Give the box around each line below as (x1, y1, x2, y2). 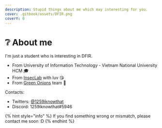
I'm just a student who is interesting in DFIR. (5, 53, 93, 59)
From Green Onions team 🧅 (12, 80, 66, 86)
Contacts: (5, 89, 25, 95)
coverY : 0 (5, 16, 25, 21)
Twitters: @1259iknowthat (12, 99, 64, 104)
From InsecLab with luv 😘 (12, 75, 64, 81)
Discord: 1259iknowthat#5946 (12, 104, 73, 110)
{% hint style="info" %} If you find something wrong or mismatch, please (5, 113, 151, 119)
